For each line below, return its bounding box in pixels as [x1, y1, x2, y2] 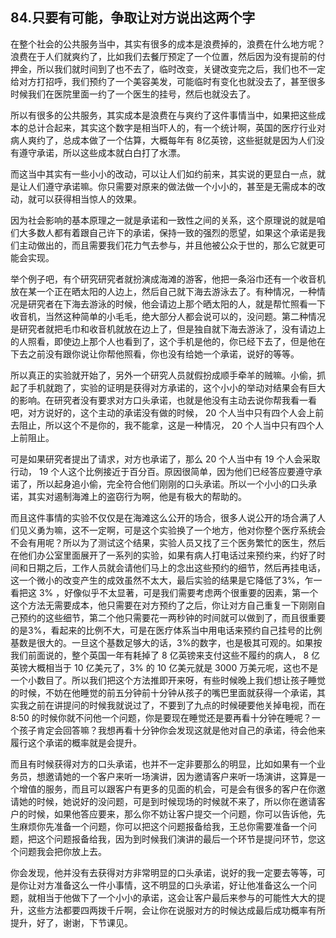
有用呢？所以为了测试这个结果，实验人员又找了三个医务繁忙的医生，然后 [27, 536, 326, 548]
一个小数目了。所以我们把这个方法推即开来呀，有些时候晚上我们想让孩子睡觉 [10, 674, 326, 686]
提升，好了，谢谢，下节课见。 [10, 916, 133, 928]
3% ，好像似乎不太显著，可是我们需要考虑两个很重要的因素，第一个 [38, 586, 319, 598]
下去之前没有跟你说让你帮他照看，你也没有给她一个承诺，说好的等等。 [10, 348, 300, 360]
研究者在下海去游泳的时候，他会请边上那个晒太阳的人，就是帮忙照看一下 [27, 298, 326, 310]
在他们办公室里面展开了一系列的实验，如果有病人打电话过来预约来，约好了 [10, 549, 317, 561]
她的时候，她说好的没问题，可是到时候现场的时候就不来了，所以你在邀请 [18, 795, 317, 807]
